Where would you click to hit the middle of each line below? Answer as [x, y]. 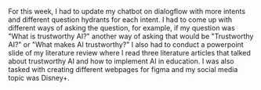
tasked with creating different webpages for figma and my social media [123, 69]
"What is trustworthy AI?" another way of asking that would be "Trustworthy [131, 36]
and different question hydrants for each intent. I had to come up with [120, 20]
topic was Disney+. [39, 78]
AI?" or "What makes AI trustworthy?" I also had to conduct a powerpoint [126, 45]
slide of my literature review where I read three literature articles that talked [129, 53]
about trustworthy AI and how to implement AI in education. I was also [121, 61]
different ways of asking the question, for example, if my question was [121, 28]
